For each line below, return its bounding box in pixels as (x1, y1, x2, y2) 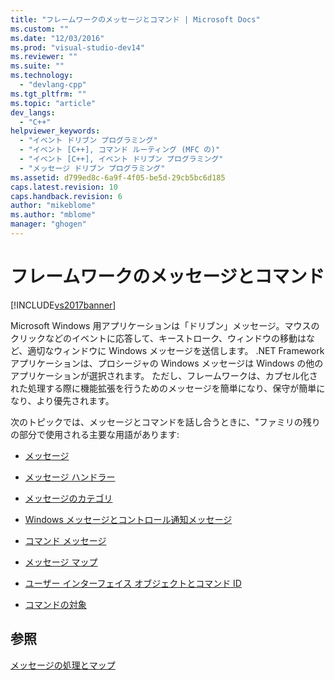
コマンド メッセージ (24, 534, 107, 546)
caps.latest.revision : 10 (10, 182, 118, 192)
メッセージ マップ (24, 556, 98, 568)
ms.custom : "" (10, 24, 70, 34)
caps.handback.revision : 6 (10, 191, 123, 201)
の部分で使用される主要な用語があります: (10, 428, 180, 440)
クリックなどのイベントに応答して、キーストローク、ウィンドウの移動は (10, 332, 307, 344)
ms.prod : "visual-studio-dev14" (10, 42, 145, 53)
